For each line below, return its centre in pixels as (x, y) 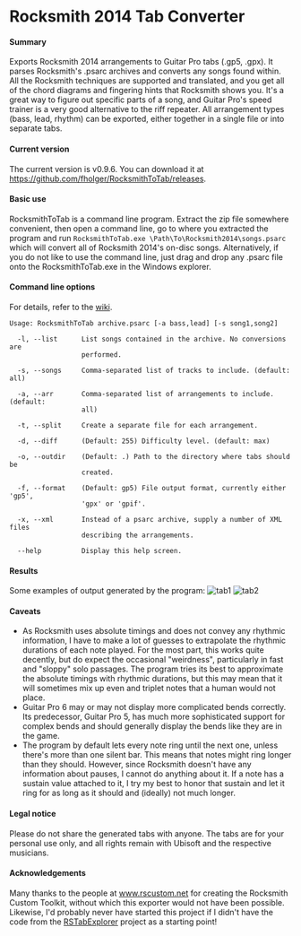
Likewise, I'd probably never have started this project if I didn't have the (141, 912)
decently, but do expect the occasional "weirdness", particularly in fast (153, 660)
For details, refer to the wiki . (61, 307)
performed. (102, 355)
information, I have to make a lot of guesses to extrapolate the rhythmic (154, 641)
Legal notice (33, 814)
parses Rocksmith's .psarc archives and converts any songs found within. (145, 71)
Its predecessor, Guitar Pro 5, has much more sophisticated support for (153, 717)
